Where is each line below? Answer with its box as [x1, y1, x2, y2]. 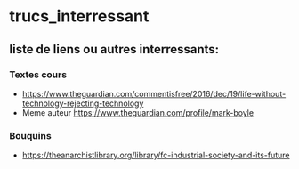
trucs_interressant [9, 6, 149, 27]
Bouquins [9, 129, 52, 141]
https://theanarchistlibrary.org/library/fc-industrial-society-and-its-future [21, 149, 291, 161]
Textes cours [9, 68, 68, 81]
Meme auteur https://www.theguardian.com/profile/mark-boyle [21, 107, 255, 117]
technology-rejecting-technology [21, 98, 144, 109]
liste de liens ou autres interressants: [9, 42, 220, 57]
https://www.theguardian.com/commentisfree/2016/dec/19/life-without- [21, 88, 287, 99]
